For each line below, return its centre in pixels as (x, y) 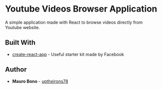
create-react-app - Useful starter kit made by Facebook (68, 54)
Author (16, 69)
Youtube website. (22, 27)
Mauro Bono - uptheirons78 (40, 81)
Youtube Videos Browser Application (81, 9)
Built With (20, 43)
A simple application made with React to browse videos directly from (74, 22)
